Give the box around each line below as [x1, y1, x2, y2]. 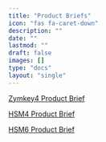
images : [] [8, 57, 45, 65]
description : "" [8, 26, 63, 34]
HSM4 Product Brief [8, 109, 75, 119]
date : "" [8, 34, 38, 43]
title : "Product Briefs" [8, 11, 92, 20]
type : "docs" [8, 64, 52, 72]
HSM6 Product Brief [8, 124, 75, 134]
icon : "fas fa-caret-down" [8, 19, 99, 27]
